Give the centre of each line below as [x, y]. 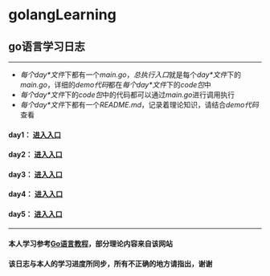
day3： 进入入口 [35, 174]
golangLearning [62, 15]
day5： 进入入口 [35, 213]
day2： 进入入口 [35, 155]
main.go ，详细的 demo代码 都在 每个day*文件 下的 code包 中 [115, 85]
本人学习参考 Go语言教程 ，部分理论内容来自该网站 [91, 244]
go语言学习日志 [47, 46]
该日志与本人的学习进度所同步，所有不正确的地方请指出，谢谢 [110, 263]
